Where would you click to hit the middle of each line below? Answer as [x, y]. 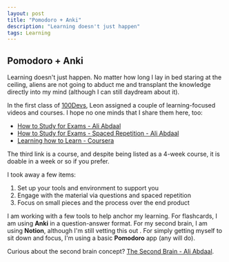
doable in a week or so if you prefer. [58, 161]
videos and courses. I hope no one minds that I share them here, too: [105, 113]
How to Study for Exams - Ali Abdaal [69, 126]
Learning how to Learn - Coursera [66, 141]
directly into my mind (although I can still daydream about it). [93, 92]
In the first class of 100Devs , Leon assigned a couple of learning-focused [111, 105]
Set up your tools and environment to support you [88, 188]
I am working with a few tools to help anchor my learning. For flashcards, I [112, 216]
